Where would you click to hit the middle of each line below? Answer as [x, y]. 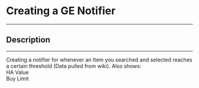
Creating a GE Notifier [61, 11]
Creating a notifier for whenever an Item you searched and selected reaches [99, 60]
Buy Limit [17, 79]
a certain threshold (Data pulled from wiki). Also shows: [74, 66]
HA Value [17, 72]
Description [28, 40]
